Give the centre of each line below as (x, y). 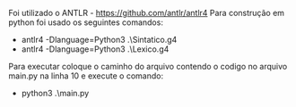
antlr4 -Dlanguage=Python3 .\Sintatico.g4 (99, 40)
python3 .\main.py (55, 93)
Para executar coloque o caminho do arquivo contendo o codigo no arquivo (148, 66)
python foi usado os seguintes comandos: (86, 22)
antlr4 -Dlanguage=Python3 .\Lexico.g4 (95, 49)
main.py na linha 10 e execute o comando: (86, 76)
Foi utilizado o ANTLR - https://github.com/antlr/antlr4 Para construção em (146, 13)
